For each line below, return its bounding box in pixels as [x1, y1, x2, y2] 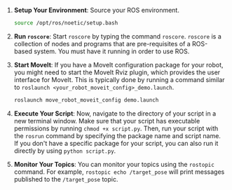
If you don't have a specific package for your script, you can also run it [13, 139, 219, 147]
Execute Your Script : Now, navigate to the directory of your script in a [13, 109, 217, 118]
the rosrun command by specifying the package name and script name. [13, 131, 221, 140]
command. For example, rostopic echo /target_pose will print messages [13, 168, 225, 176]
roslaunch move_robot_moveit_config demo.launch [13, 96, 159, 104]
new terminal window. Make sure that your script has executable [13, 116, 200, 125]
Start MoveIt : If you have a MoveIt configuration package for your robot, [13, 60, 224, 69]
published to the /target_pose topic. [13, 175, 118, 183]
